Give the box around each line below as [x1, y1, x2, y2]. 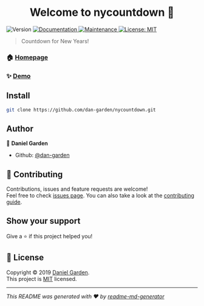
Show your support [6, 216, 81, 226]
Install [6, 91, 30, 101]
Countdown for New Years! [21, 37, 89, 44]
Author [6, 123, 33, 133]
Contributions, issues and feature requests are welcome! [6, 185, 148, 193]
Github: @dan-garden [15, 152, 70, 159]
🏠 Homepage [6, 53, 49, 62]
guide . [6, 198, 22, 206]
